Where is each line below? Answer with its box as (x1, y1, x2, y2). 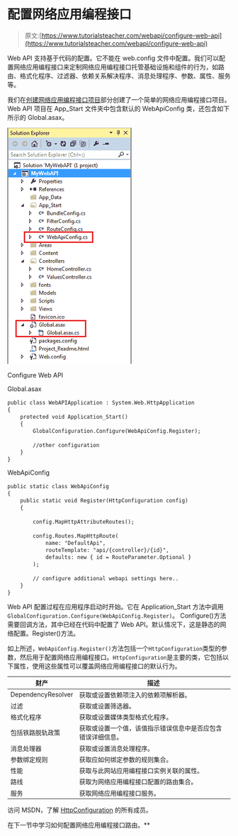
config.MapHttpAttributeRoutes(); (33, 518, 135, 525)
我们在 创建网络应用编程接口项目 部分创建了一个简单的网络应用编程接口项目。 (7, 95, 231, 103)
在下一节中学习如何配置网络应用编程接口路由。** (7, 821, 151, 830)
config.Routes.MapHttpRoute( (33, 532, 119, 539)
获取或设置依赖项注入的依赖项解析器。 (79, 690, 191, 699)
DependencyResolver (10, 690, 74, 699)
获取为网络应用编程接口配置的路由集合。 (79, 777, 198, 786)
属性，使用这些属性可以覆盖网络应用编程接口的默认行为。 (13, 662, 181, 670)
